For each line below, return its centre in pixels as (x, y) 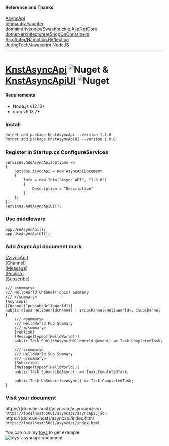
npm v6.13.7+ (26, 111)
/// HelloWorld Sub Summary (44, 354)
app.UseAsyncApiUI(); (28, 234)
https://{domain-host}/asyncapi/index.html (50, 418)
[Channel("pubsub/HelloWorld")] (39, 306)
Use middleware (26, 219)
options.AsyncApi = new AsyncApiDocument (58, 171)
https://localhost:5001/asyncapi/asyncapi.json (56, 414)
